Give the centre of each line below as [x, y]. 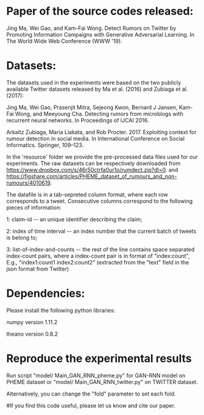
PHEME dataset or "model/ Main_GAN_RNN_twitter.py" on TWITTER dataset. [102, 381]
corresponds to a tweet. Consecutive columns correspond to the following [100, 201]
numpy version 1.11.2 [32, 322]
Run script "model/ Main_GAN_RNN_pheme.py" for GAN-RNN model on [96, 375]
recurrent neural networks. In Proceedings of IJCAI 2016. [78, 120]
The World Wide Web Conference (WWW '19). [65, 41]
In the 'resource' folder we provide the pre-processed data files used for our [102, 157]
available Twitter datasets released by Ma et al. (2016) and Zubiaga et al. [97, 89]
